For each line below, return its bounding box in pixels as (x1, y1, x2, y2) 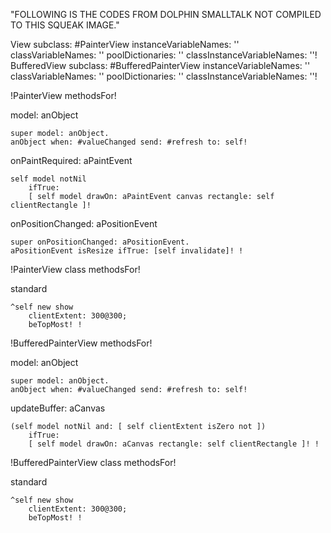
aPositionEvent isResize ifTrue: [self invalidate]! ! (10, 246, 244, 256)
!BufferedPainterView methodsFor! (10, 337, 153, 349)
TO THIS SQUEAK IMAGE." (10, 19, 120, 31)
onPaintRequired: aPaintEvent (10, 155, 133, 166)
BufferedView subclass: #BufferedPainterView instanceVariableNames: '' (10, 60, 311, 71)
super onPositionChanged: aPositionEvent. (10, 237, 190, 247)
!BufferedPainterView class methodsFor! (10, 457, 177, 468)
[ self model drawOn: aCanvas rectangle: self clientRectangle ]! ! (28, 439, 320, 449)
